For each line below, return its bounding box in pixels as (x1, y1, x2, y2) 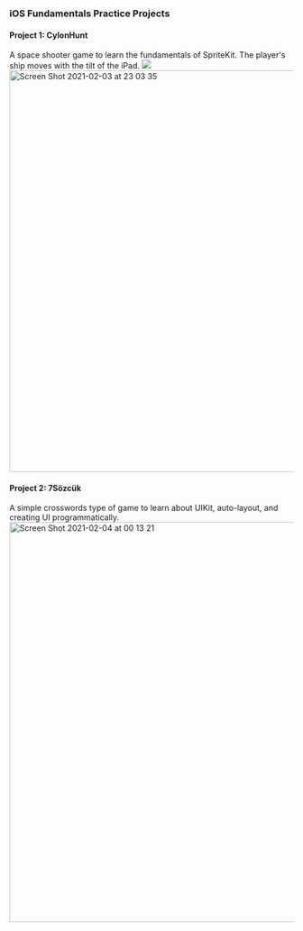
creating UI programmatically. (9, 512, 120, 523)
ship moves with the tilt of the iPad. (9, 60, 140, 71)
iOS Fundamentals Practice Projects (9, 7, 170, 20)
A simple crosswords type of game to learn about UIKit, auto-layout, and (9, 503, 279, 514)
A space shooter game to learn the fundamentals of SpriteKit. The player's (9, 50, 286, 60)
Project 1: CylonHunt (9, 30, 88, 41)
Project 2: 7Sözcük (9, 482, 82, 493)
